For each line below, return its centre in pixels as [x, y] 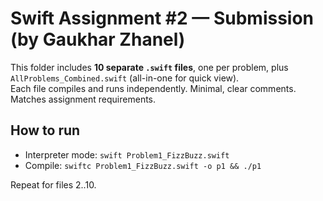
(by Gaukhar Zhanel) [98, 39]
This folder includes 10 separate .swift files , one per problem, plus [149, 67]
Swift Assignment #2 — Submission [162, 18]
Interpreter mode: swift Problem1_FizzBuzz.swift [127, 154]
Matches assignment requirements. [83, 99]
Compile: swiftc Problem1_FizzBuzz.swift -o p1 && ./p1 [143, 165]
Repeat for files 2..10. [53, 184]
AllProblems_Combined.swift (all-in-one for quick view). [125, 78]
